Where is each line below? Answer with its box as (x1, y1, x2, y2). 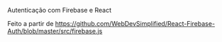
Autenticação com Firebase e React (7, 6, 112, 14)
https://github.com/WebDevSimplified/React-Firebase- (55, 20, 215, 27)
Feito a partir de (7, 20, 54, 27)
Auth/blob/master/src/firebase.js (7, 27, 103, 35)
